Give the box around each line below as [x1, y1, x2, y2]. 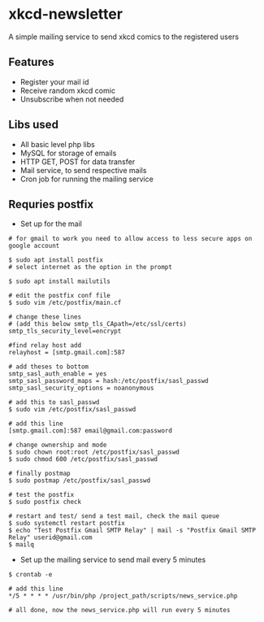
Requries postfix [8, 197, 94, 211]
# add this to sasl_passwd [8, 398, 100, 407]
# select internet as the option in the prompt [8, 263, 173, 272]
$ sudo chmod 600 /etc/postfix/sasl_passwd [8, 455, 158, 463]
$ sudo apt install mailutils [8, 277, 111, 285]
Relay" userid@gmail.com [8, 533, 93, 542]
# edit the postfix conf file [8, 292, 111, 300]
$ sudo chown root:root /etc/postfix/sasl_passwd [8, 448, 180, 456]
